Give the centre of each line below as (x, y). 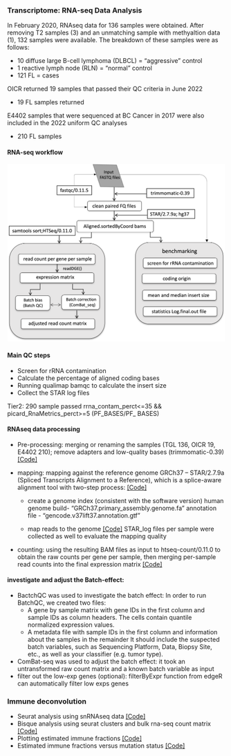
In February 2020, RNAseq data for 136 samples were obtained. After (105, 26)
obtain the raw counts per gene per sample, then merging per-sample (117, 557)
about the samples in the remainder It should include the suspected (123, 640)
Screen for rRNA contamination (62, 370)
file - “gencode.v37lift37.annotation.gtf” (84, 515)
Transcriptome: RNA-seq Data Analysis (75, 10)
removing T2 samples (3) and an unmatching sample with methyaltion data (114, 32)
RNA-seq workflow (35, 152)
